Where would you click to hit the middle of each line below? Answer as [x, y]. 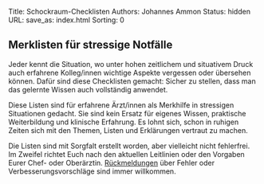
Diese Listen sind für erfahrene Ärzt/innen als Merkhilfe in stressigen [121, 105]
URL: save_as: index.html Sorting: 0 [67, 20]
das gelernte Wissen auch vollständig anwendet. [88, 89]
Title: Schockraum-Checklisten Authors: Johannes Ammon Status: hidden [130, 12]
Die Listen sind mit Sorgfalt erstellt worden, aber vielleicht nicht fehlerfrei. [129, 146]
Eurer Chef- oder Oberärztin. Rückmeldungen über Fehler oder [112, 162]
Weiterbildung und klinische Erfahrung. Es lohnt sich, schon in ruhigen [124, 122]
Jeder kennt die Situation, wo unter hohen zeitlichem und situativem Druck [131, 64]
